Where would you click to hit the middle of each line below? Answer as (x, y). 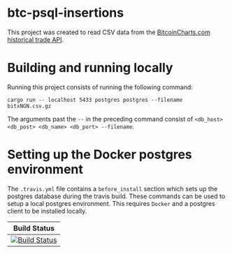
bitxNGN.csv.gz (29, 106)
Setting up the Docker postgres (100, 155)
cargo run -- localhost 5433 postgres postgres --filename (95, 100)
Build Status (34, 228)
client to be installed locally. (47, 211)
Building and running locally (90, 68)
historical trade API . (36, 39)
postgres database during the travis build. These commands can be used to (116, 196)
